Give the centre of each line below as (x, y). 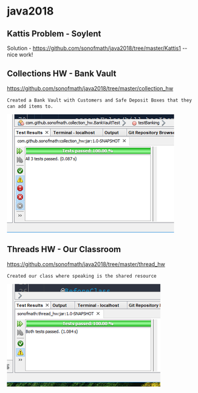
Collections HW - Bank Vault (62, 74)
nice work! (20, 55)
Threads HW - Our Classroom (64, 249)
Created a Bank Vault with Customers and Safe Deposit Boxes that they (99, 100)
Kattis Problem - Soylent (54, 34)
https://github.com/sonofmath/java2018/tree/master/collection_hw (90, 88)
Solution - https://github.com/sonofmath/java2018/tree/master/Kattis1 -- (97, 48)
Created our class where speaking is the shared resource (82, 276)
